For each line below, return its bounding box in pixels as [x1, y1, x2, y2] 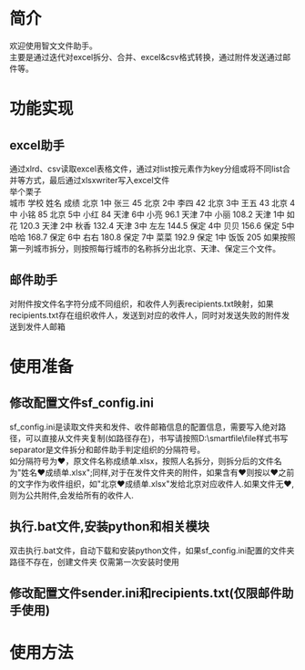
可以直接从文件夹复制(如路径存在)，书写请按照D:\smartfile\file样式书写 [25, 432, 289, 443]
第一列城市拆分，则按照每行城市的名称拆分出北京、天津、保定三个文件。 [9, 242, 280, 253]
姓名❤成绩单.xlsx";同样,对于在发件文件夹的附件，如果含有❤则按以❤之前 [21, 467, 295, 478]
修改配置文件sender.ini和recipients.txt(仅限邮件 [9, 585, 282, 601]
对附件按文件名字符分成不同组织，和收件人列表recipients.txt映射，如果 [9, 298, 274, 309]
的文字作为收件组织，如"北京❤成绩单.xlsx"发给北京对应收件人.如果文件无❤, [9, 478, 294, 489]
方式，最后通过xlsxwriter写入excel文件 [25, 174, 170, 185]
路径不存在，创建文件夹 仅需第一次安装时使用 [9, 556, 179, 567]
